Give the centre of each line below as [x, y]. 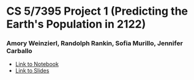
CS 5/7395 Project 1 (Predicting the [97, 11]
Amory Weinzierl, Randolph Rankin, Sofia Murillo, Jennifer [95, 43]
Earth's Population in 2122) [76, 24]
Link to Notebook [37, 64]
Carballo [19, 51]
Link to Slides [32, 71]
